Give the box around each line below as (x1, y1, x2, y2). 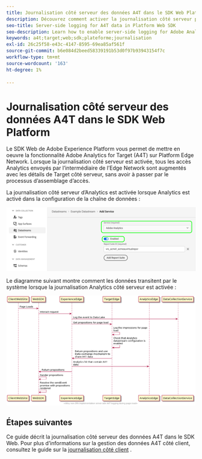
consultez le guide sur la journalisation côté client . (6, 446, 132, 454)
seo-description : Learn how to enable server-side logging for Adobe (6, 29, 185, 35)
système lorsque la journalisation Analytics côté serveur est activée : (6, 283, 177, 291)
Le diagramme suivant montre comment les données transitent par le (6, 277, 177, 284)
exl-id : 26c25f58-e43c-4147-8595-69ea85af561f (6, 42, 125, 48)
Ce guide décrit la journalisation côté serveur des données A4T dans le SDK (6, 433, 195, 440)
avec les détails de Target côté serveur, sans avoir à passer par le (6, 171, 169, 178)
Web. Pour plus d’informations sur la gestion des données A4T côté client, (6, 440, 191, 447)
